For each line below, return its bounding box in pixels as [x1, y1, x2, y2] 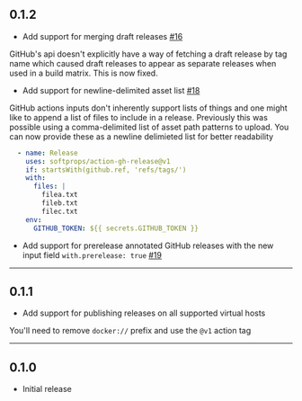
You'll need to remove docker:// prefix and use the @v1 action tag [9, 325, 252, 336]
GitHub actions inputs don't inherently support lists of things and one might [9, 102, 288, 113]
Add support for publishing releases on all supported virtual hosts [22, 307, 266, 318]
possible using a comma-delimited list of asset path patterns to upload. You [9, 121, 289, 132]
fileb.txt [41, 199, 78, 208]
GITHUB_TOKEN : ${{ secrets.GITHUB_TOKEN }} [32, 224, 200, 233]
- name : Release [17, 148, 78, 157]
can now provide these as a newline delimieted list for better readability [9, 130, 274, 142]
